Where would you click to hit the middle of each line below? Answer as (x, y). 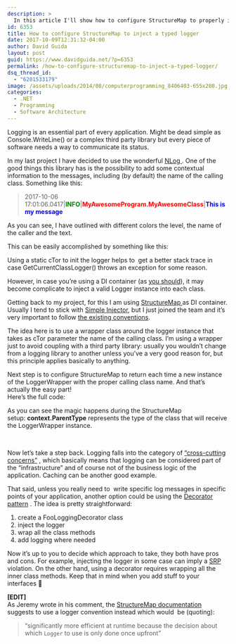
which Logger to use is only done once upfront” (93, 633)
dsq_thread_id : (29, 72)
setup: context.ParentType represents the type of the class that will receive (117, 418)
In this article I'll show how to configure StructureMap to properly (119, 20)
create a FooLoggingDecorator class (70, 517)
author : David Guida (38, 46)
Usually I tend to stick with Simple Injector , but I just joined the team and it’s (116, 310)
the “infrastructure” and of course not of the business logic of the (102, 467)
